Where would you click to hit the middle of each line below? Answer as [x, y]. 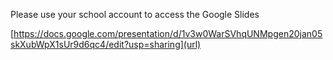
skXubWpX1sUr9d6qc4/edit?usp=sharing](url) [106, 44]
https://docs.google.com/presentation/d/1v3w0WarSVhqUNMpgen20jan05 [168, 33]
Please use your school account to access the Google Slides [135, 14]
